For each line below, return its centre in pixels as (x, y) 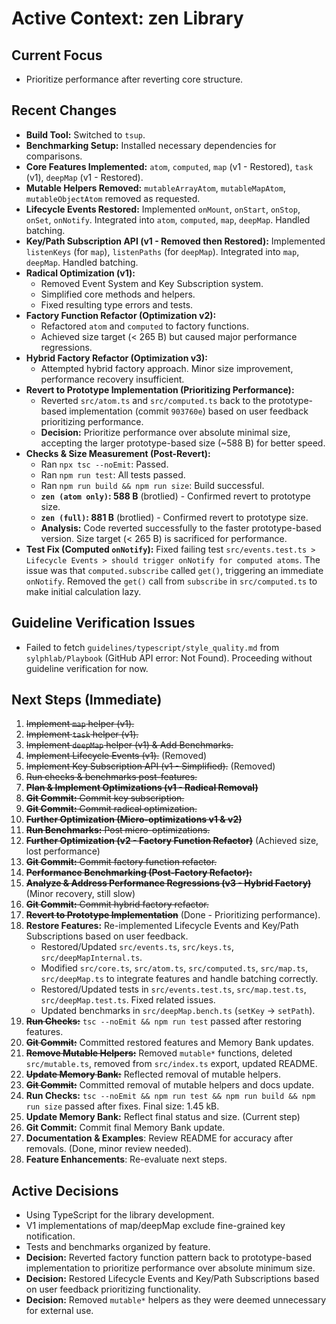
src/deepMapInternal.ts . (91, 958)
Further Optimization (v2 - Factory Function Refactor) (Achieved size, (172, 841)
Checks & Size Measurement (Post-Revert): (118, 453)
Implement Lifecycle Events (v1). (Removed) (116, 756)
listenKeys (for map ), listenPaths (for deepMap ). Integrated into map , (162, 251)
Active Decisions (65, 1190)
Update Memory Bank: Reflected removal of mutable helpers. (153, 1074)
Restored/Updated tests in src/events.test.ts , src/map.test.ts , (173, 989)
